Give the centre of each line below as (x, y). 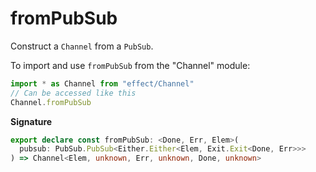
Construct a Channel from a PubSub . (82, 46)
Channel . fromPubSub (51, 102)
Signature (31, 121)
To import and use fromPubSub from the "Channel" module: (130, 65)
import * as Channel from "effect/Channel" (102, 83)
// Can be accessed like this (73, 93)
